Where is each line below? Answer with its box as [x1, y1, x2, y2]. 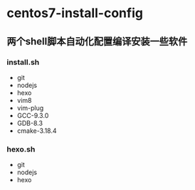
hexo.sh [6, 144, 36, 154]
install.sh [6, 57, 40, 67]
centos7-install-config [6, 5, 144, 21]
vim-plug [16, 104, 44, 112]
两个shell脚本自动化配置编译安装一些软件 [6, 35, 188, 47]
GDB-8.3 [16, 119, 43, 127]
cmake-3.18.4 [16, 126, 58, 135]
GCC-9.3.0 [16, 111, 49, 119]
